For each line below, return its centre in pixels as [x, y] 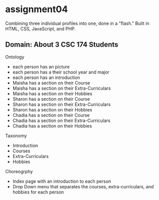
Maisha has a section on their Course [51, 83]
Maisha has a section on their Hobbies [52, 93]
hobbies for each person [38, 192]
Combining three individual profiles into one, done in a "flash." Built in [77, 23]
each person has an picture [41, 66]
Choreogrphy [19, 171]
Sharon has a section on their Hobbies [52, 109]
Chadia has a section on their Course [51, 115]
